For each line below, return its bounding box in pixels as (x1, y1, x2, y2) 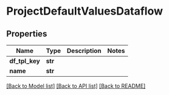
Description (66, 47, 102, 55)
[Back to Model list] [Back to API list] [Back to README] (6, 82, 146, 90)
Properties (6, 29, 47, 39)
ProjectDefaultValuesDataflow (6, 4, 163, 18)
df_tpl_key (9, 57, 41, 65)
